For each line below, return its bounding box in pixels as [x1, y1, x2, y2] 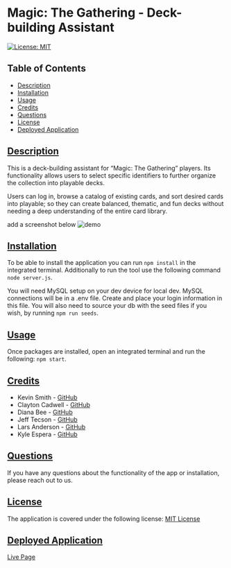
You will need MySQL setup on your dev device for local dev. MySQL [7, 286, 204, 295]
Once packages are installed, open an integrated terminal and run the [7, 347, 206, 356]
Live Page [7, 553, 36, 561]
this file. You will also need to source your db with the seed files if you [7, 302, 207, 310]
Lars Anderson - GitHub [17, 423, 86, 431]
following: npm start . [7, 355, 67, 363]
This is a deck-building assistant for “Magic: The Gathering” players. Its [7, 164, 212, 172]
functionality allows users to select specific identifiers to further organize [7, 171, 216, 180]
